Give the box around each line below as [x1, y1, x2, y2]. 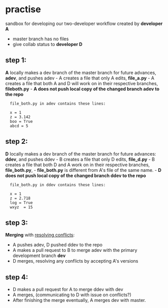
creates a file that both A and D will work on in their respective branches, [5, 80, 158, 86]
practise [5, 4, 41, 15]
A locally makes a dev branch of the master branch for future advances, [5, 69, 156, 75]
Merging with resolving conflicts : [5, 232, 75, 238]
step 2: [5, 137, 28, 146]
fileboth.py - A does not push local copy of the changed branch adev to [5, 86, 159, 92]
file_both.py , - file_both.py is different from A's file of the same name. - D [5, 167, 162, 173]
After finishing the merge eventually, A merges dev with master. [12, 297, 146, 303]
